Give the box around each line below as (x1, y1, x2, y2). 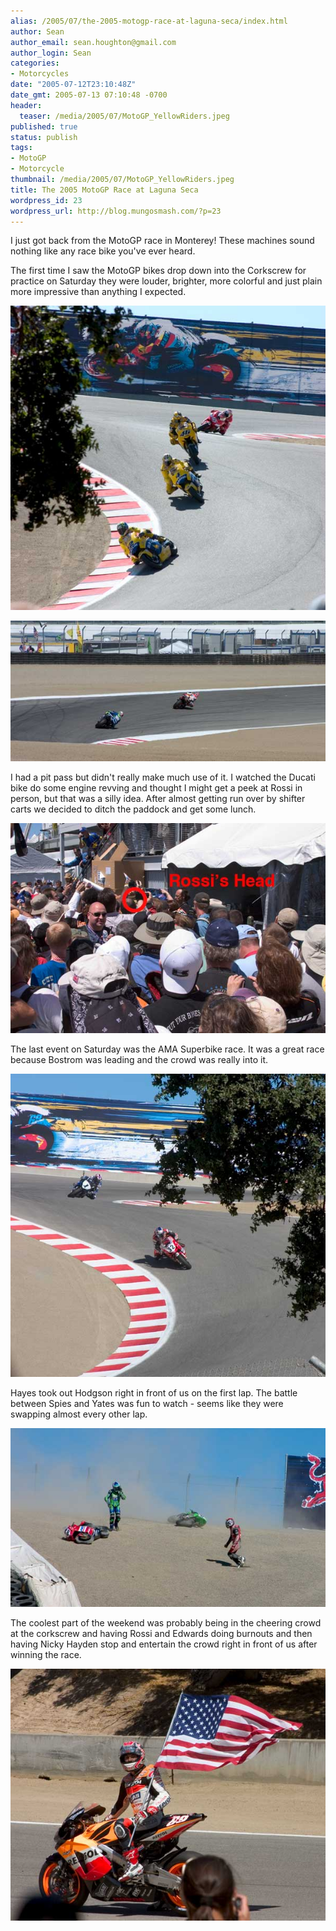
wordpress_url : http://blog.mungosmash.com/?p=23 (10, 206, 222, 216)
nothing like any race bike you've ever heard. (10, 245, 196, 257)
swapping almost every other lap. (10, 1408, 148, 1420)
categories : (10, 58, 60, 69)
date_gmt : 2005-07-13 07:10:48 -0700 (10, 90, 168, 100)
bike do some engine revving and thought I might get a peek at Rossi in (10, 781, 303, 794)
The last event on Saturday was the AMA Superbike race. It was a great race (10, 1043, 325, 1055)
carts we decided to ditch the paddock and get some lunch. (10, 803, 257, 815)
